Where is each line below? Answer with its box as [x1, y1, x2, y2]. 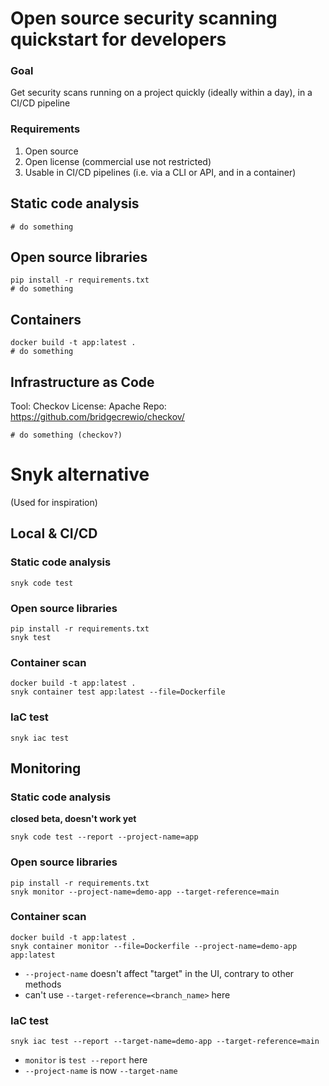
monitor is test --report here [24, 1054, 148, 1066]
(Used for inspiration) [10, 496, 98, 508]
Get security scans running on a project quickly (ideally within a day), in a [10, 87, 313, 99]
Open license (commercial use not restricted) [24, 155, 212, 167]
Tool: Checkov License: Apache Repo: [10, 400, 167, 412]
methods [24, 978, 62, 990]
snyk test [10, 632, 52, 642]
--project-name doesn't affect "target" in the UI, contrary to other [24, 967, 295, 979]
